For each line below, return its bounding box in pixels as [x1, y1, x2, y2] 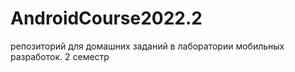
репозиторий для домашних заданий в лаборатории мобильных [10, 40, 285, 52]
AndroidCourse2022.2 [10, 7, 203, 30]
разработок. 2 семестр [10, 50, 110, 62]
